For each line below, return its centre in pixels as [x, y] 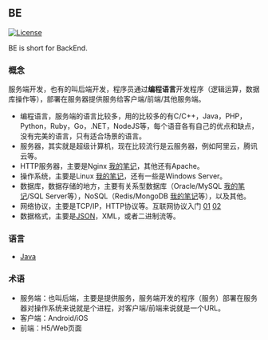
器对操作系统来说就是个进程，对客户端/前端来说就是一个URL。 [122, 308]
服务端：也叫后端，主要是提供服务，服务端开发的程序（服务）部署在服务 [138, 298]
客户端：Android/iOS [54, 318]
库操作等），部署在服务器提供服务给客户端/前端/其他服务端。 [107, 99]
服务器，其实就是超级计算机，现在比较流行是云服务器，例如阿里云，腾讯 [138, 146]
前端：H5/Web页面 [51, 328]
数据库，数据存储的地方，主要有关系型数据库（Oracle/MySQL [121, 186]
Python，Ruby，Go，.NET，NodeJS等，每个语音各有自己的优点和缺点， [139, 126]
